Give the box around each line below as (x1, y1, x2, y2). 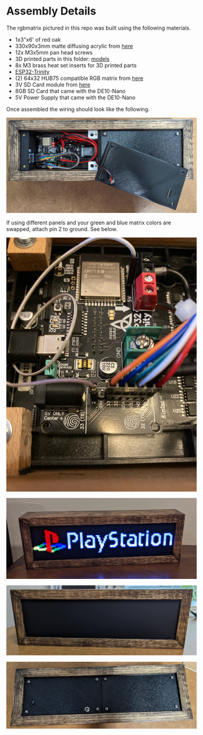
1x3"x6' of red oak (14, 36, 62, 43)
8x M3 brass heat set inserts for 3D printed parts (14, 62, 137, 69)
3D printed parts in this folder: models (14, 55, 110, 62)
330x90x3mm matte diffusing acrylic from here (14, 42, 134, 50)
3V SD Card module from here (14, 80, 91, 88)
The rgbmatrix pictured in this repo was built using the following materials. (6, 24, 192, 31)
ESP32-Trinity (14, 68, 50, 75)
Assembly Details (6, 4, 97, 18)
